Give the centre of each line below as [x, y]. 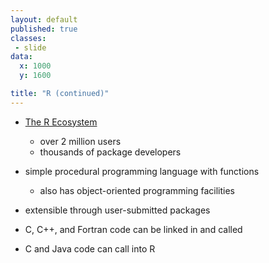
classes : [28, 38]
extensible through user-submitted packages [117, 210]
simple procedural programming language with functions [142, 171]
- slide [30, 47]
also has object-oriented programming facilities [137, 190]
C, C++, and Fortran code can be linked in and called [133, 229]
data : [21, 57]
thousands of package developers [110, 152]
